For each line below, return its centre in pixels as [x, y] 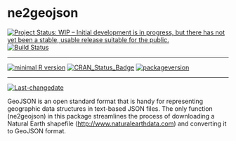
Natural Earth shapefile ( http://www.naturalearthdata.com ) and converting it [117, 123]
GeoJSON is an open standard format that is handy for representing [105, 101]
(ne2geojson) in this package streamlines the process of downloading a [111, 116]
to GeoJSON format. [37, 130]
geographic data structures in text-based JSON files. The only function [110, 108]
